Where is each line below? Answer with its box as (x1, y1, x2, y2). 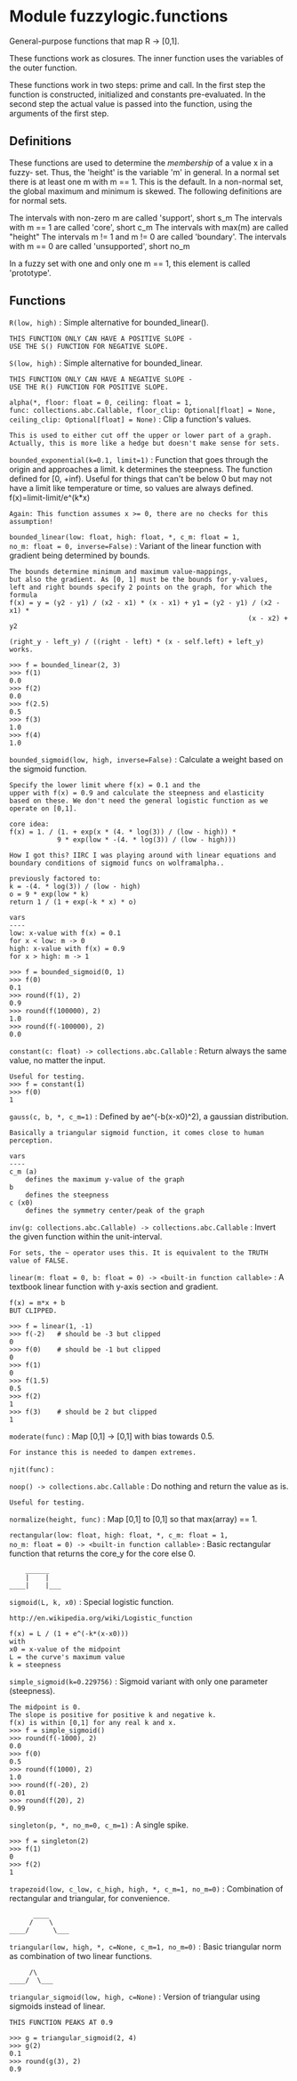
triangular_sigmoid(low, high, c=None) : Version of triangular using (9, 1991, 261, 2002)
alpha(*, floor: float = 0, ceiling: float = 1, (9, 398, 193, 407)
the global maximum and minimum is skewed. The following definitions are (9, 185, 283, 197)
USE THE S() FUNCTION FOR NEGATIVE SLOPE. (9, 342, 169, 351)
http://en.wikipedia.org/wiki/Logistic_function (9, 1613, 193, 1623)
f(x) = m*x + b (9, 1298, 66, 1307)
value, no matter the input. (9, 1054, 106, 1065)
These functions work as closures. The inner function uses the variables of (9, 52, 285, 63)
